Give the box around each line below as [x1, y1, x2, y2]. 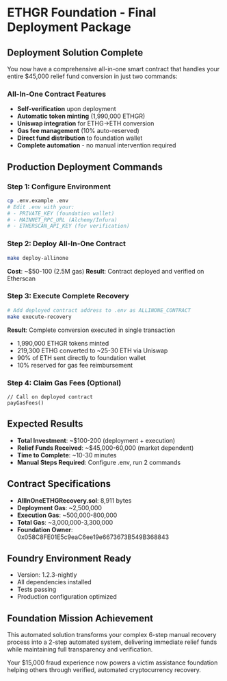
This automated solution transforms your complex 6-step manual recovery [7, 631, 217, 639]
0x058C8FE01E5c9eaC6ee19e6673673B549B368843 [16, 533, 170, 541]
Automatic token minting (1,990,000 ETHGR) [16, 112, 146, 121]
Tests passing [16, 585, 57, 594]
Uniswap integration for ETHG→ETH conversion [16, 119, 155, 128]
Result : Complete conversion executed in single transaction [7, 326, 176, 334]
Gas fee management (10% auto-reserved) [16, 127, 140, 135]
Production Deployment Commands [7, 161, 163, 173]
